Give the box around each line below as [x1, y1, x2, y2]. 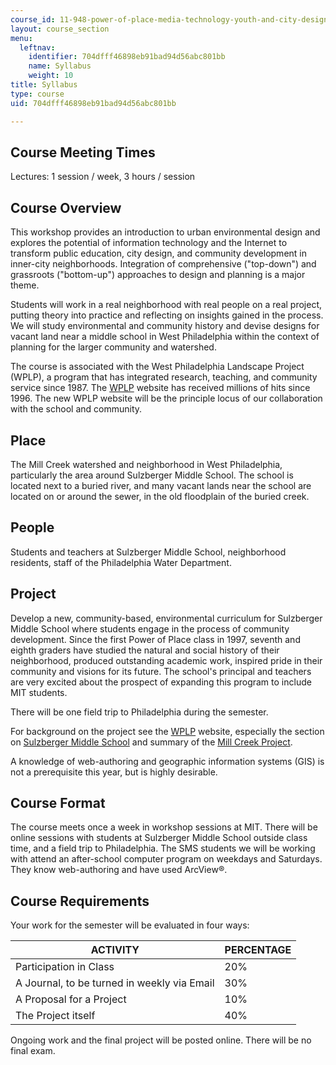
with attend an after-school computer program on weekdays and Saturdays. [10, 853, 323, 865]
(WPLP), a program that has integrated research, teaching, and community [10, 371, 318, 383]
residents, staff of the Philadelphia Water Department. [10, 556, 232, 568]
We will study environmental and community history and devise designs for [10, 320, 320, 332]
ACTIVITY [90, 943, 140, 957]
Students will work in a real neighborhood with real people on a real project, [10, 299, 322, 311]
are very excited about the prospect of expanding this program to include [10, 676, 312, 688]
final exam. [10, 1045, 56, 1057]
